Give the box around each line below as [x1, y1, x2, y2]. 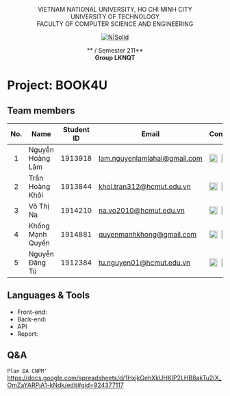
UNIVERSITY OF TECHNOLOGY [71, 12, 159, 21]
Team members [7, 105, 75, 116]
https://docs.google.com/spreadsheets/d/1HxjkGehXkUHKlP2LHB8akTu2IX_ [7, 373, 222, 382]
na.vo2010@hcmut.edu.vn [98, 206, 185, 215]
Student [62, 125, 90, 134]
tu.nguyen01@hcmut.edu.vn [98, 258, 191, 267]
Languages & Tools [7, 289, 90, 302]
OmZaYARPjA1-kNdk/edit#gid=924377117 [7, 381, 125, 389]
